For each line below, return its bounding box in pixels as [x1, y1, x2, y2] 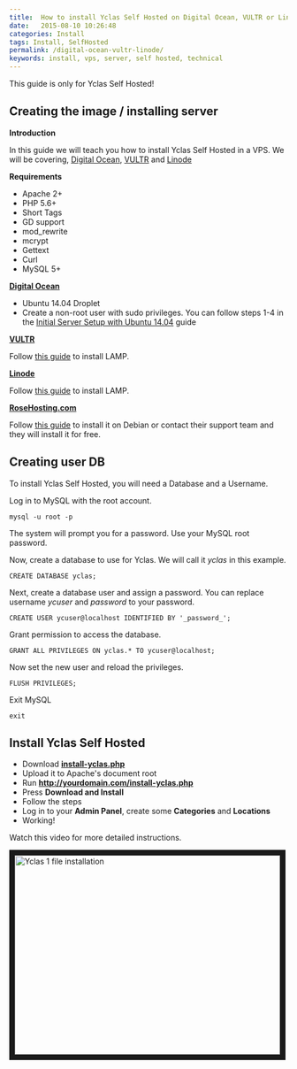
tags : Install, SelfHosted [9, 37, 109, 47]
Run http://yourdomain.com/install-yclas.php [21, 778, 194, 788]
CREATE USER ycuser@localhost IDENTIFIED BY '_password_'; [9, 613, 232, 622]
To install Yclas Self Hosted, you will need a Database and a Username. [9, 478, 269, 488]
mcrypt [21, 235, 49, 246]
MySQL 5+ [21, 263, 62, 274]
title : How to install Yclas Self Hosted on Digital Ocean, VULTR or [9, 12, 275, 22]
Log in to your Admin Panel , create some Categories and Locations [21, 806, 271, 817]
